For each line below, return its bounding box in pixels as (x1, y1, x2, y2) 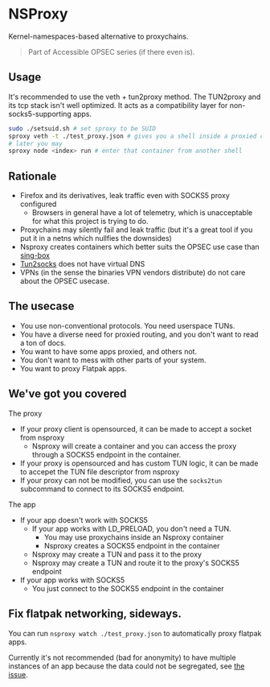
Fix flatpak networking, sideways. (8, 607, 182, 621)
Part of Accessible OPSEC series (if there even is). (27, 47, 195, 56)
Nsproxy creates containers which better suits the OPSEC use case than (19, 242, 260, 252)
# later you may (8, 139, 63, 147)
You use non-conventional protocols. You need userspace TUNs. (19, 321, 235, 330)
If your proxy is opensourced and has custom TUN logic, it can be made (19, 458, 259, 468)
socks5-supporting (8, 109, 72, 118)
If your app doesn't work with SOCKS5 (19, 515, 149, 524)
